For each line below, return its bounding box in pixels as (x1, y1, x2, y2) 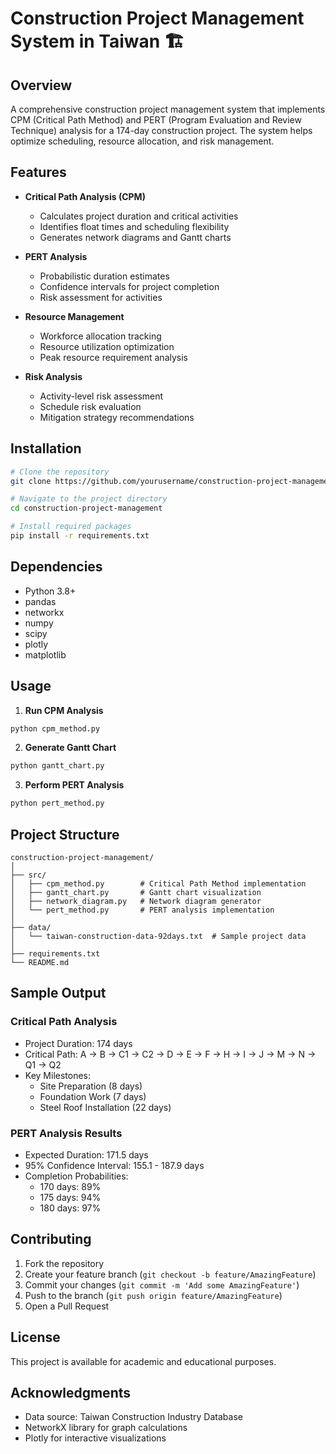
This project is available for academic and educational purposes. (10, 1355, 277, 1367)
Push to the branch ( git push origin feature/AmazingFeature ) (24, 1289, 283, 1301)
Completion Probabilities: (24, 1170, 129, 1182)
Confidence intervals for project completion (39, 280, 220, 292)
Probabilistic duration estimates (39, 270, 170, 282)
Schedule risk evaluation (39, 400, 142, 412)
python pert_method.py (10, 798, 105, 809)
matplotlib (24, 648, 67, 661)
